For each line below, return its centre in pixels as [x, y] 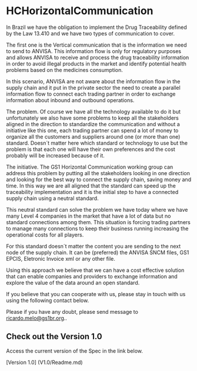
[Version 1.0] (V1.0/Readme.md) [45, 362]
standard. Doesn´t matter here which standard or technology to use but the [97, 143]
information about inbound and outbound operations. [70, 100]
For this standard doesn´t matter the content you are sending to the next [94, 246]
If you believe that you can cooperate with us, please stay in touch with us [96, 294]
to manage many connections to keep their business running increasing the [97, 228]
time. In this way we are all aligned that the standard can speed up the [91, 185]
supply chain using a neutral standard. [52, 198]
